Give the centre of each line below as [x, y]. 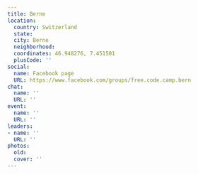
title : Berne [27, 14]
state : [23, 34]
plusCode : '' [33, 60]
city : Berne [31, 40]
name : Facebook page [44, 73]
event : [17, 107]
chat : [15, 87]
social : [19, 67]
